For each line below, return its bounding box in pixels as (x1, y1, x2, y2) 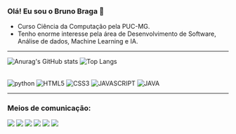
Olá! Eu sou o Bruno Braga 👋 (7, 6, 105, 16)
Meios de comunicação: (7, 103, 91, 113)
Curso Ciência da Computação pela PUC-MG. (17, 22, 150, 31)
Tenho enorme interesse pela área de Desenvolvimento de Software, (17, 29, 216, 38)
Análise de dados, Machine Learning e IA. (17, 37, 138, 46)
